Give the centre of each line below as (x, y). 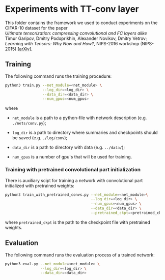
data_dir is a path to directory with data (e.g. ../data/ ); (69, 147)
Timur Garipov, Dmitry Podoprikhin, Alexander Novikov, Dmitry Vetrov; (76, 38)
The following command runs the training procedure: (58, 76)
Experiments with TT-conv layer (72, 9)
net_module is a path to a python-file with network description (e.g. (80, 118)
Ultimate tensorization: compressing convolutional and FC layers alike (76, 33)
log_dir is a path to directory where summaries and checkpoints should (85, 133)
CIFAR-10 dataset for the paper (36, 28)
